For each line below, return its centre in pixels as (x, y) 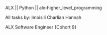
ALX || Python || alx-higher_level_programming (54, 8)
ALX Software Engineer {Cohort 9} (41, 27)
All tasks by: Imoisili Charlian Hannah (43, 17)
